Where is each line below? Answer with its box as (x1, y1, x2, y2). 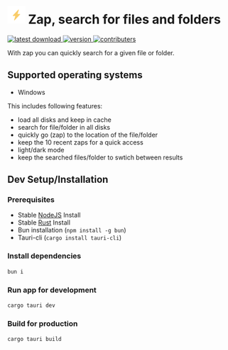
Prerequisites (7, 195, 55, 205)
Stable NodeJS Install (17, 211, 81, 220)
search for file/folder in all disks (17, 123, 111, 131)
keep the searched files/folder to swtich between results (17, 153, 183, 162)
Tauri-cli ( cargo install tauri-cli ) (17, 233, 122, 242)
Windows (17, 88, 45, 96)
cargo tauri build (7, 336, 62, 343)
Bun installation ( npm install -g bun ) (17, 226, 126, 235)
